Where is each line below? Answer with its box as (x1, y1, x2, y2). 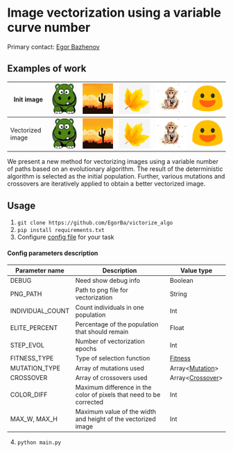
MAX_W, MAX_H (10, 415, 58, 423)
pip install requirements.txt (17, 227, 105, 234)
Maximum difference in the (75, 384, 152, 392)
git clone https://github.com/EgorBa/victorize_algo (17, 220, 173, 226)
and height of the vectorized (75, 415, 156, 423)
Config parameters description (7, 249, 98, 257)
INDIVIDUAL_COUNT (10, 307, 70, 315)
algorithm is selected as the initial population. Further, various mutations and (7, 172, 225, 181)
